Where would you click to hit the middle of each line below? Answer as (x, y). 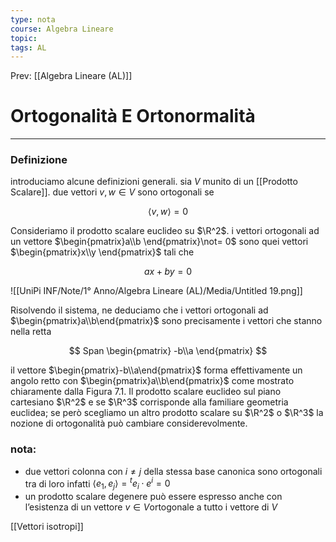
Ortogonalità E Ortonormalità (133, 116)
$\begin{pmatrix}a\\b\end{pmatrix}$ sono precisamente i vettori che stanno (166, 321)
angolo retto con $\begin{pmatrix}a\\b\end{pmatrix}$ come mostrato (152, 381)
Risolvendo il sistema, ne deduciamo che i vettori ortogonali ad (139, 310)
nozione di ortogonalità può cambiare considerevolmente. (129, 423)
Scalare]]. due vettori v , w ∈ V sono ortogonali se (112, 192)
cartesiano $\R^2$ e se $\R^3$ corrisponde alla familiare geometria (149, 402)
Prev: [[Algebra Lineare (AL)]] (71, 76)
